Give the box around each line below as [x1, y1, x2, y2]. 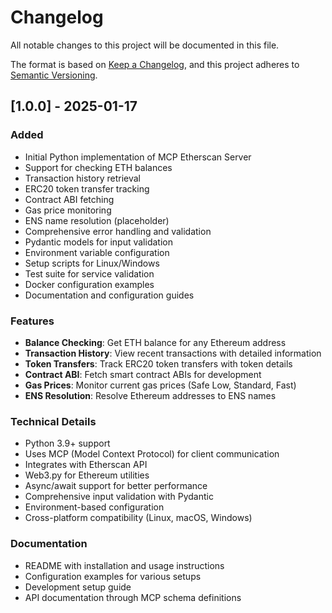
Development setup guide [24, 581, 132, 593]
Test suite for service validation [24, 267, 155, 280]
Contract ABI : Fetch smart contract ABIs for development [24, 368, 262, 380]
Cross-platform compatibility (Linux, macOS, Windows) [24, 512, 253, 524]
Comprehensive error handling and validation [24, 225, 212, 237]
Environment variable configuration [24, 246, 170, 258]
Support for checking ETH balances [24, 161, 173, 173]
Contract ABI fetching [24, 193, 115, 205]
